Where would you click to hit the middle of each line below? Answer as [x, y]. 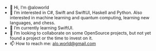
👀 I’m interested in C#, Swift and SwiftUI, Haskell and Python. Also [76, 13]
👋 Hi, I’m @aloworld [29, 7]
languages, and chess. [32, 23]
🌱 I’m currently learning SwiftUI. [42, 28]
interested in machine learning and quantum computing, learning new [79, 18]
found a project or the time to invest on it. [51, 38]
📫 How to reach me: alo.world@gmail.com [53, 44]
